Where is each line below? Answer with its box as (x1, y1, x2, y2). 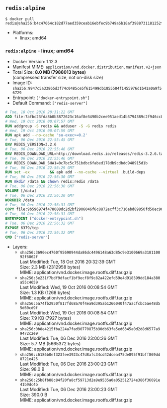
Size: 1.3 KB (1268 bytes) (19, 289, 71, 295)
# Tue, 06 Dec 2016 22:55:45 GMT (5, 137, 75, 142)
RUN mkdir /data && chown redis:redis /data (5, 179, 99, 184)
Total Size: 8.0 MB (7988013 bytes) (12, 69, 86, 75)
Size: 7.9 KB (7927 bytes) (19, 315, 72, 321)
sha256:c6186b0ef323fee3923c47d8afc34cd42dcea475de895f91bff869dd (19, 352, 161, 357)
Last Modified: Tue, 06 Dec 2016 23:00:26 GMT (19, 335, 118, 341)
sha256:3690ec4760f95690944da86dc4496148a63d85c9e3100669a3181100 (19, 250, 161, 255)
